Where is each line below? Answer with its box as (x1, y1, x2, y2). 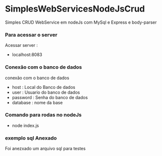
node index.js (12, 122, 39, 128)
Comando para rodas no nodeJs (5, 112, 82, 118)
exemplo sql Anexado (5, 134, 57, 141)
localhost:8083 (12, 52, 43, 57)
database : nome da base (12, 99, 63, 105)
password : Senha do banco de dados (12, 94, 88, 100)
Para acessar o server (5, 31, 58, 38)
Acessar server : (5, 43, 38, 48)
